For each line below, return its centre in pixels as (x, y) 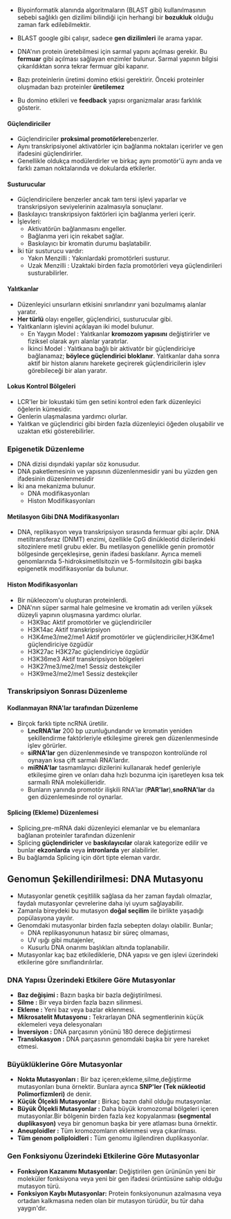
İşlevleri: (29, 221)
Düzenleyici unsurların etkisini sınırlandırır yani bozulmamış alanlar (112, 304)
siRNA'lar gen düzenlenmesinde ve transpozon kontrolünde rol (117, 753)
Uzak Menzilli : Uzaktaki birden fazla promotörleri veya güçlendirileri (125, 266)
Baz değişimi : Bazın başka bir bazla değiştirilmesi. (90, 995)
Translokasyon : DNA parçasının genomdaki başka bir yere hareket (113, 1039)
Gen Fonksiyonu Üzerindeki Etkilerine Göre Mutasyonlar (103, 1156)
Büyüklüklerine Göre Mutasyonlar (65, 1064)
